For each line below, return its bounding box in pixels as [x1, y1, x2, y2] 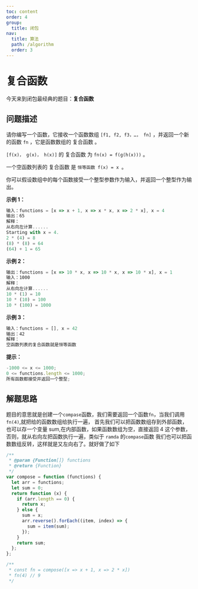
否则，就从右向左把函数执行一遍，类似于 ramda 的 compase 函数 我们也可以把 [6, 432, 187, 440]
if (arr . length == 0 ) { [16, 496, 75, 502]
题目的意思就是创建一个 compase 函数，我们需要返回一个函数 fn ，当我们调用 [6, 411, 185, 418]
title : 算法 [11, 36, 39, 42]
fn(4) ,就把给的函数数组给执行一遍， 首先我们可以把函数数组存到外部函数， [6, 418, 187, 425]
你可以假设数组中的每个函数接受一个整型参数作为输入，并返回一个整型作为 [6, 175, 187, 183]
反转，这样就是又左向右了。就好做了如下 [21, 440, 120, 447]
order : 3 [11, 47, 33, 53]
